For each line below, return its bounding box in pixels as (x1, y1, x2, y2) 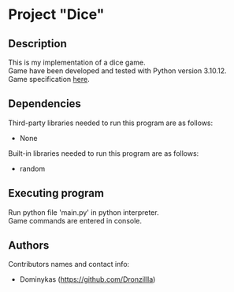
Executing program (8, 187, 105, 200)
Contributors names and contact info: (8, 260, 130, 269)
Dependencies (8, 97, 81, 111)
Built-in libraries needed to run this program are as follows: (8, 148, 199, 158)
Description (8, 37, 67, 50)
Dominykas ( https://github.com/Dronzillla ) (19, 275, 156, 284)
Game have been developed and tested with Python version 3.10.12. (8, 66, 227, 76)
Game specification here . (8, 75, 91, 83)
